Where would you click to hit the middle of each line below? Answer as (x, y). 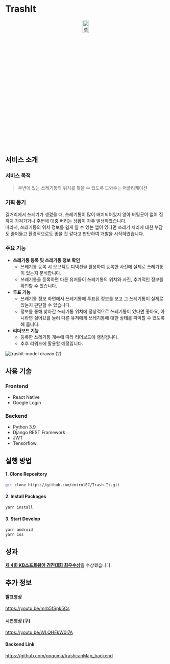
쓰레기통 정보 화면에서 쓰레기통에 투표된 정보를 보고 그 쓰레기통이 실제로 (92, 299)
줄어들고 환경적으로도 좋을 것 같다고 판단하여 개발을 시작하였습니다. (77, 233)
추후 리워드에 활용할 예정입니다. (52, 344)
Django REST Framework (39, 433)
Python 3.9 (24, 427)
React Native (26, 397)
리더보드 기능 (26, 331)
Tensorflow (25, 443)
